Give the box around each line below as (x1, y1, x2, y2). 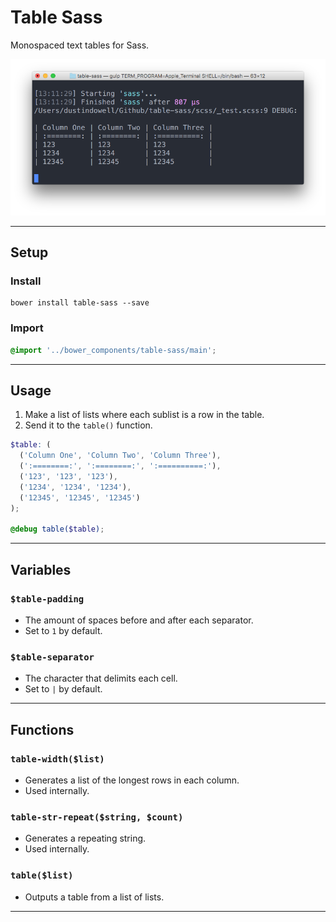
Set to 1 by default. (24, 625, 103, 636)
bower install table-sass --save (10, 298, 150, 308)
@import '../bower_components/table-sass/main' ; (10, 345, 217, 355)
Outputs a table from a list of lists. (24, 891, 165, 903)
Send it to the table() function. (24, 419, 153, 431)
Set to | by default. (24, 683, 103, 695)
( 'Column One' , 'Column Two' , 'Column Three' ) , (19, 451, 222, 461)
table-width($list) (10, 753, 105, 765)
